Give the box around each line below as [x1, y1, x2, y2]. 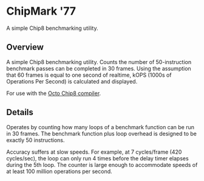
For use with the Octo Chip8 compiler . [6, 90, 101, 97]
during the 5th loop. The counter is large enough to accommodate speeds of [6, 161, 198, 168]
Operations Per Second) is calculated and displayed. [6, 77, 138, 85]
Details [6, 107, 33, 118]
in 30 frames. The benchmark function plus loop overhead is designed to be [6, 130, 197, 137]
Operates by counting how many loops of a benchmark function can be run [6, 123, 195, 130]
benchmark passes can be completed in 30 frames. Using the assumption [6, 65, 191, 72]
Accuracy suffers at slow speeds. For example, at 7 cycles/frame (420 [6, 148, 182, 155]
